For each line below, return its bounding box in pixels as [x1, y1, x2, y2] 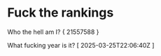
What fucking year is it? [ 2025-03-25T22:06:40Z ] [7, 41, 155, 49]
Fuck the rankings [7, 5, 114, 21]
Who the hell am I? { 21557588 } [7, 28, 99, 36]
